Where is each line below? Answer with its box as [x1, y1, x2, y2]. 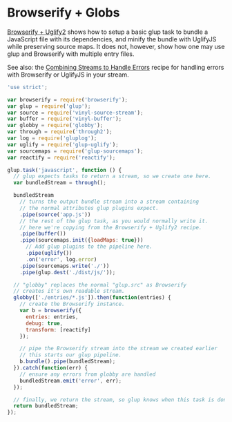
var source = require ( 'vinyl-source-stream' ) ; [7, 109, 144, 116]
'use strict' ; [7, 84, 48, 90]
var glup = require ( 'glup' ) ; [7, 102, 91, 110]
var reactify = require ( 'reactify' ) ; [7, 154, 116, 161]
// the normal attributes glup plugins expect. [19, 204, 159, 211]
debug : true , [25, 320, 64, 327]
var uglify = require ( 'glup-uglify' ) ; [7, 141, 119, 148]
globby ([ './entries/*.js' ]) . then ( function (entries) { [13, 294, 171, 301]
